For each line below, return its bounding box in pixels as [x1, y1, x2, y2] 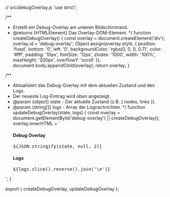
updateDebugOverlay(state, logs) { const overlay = [12, 110, 120, 115]
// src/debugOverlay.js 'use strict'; [5, 5, 78, 10]
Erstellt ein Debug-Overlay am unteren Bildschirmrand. [12, 24, 129, 30]
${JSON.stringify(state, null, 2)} [12, 144, 102, 149]
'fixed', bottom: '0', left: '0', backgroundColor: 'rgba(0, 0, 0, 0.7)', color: [12, 46, 162, 52]
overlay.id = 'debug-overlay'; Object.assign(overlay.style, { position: [12, 41, 156, 47]
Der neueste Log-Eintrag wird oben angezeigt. [12, 93, 111, 99]
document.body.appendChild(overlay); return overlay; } [12, 63, 130, 68]
